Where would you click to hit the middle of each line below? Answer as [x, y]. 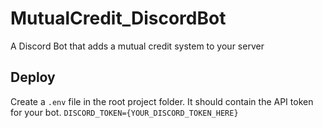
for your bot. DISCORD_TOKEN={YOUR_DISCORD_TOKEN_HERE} [124, 112]
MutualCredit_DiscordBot [118, 18]
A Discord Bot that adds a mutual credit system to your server [137, 46]
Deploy [33, 77]
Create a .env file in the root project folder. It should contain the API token [162, 101]
